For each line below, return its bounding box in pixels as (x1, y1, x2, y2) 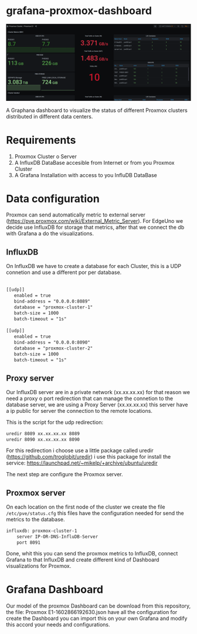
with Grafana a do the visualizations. (6, 230, 94, 237)
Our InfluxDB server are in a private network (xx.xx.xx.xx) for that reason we (6, 389, 191, 396)
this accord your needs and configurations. (6, 621, 110, 628)
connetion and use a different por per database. (6, 269, 122, 276)
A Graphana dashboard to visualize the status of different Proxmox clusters (6, 107, 188, 114)
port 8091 (16, 540, 41, 545)
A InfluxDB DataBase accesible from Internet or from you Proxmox (14, 159, 175, 166)
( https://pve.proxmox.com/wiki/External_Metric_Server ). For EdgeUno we (6, 218, 184, 225)
